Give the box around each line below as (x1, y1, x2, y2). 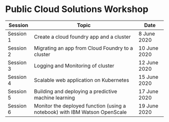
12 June (138, 59, 158, 66)
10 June (138, 44, 158, 51)
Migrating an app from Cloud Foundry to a (34, 44, 133, 51)
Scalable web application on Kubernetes (34, 76, 129, 83)
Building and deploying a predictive (34, 88, 117, 95)
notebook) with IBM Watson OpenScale (34, 108, 127, 115)
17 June (138, 88, 158, 95)
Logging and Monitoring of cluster (34, 62, 115, 69)
